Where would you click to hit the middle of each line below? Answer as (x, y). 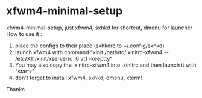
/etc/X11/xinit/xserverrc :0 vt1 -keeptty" (64, 58)
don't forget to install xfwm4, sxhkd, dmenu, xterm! (79, 78)
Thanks (16, 89)
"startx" (25, 71)
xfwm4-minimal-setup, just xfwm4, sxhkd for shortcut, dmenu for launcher (99, 28)
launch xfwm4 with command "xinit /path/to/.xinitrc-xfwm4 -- (92, 52)
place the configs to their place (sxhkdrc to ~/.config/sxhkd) (90, 46)
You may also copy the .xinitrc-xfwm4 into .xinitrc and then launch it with (106, 65)
